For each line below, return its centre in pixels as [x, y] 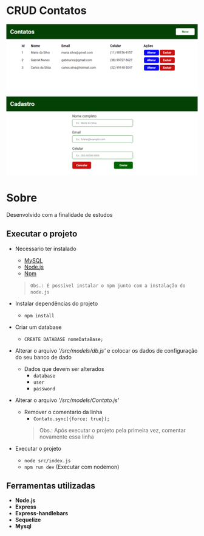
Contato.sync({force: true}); [71, 419]
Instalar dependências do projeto [56, 303]
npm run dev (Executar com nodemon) [72, 467]
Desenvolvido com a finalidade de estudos [59, 214]
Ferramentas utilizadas [51, 486]
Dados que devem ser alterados [64, 368]
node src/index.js [47, 460]
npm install [39, 316]
